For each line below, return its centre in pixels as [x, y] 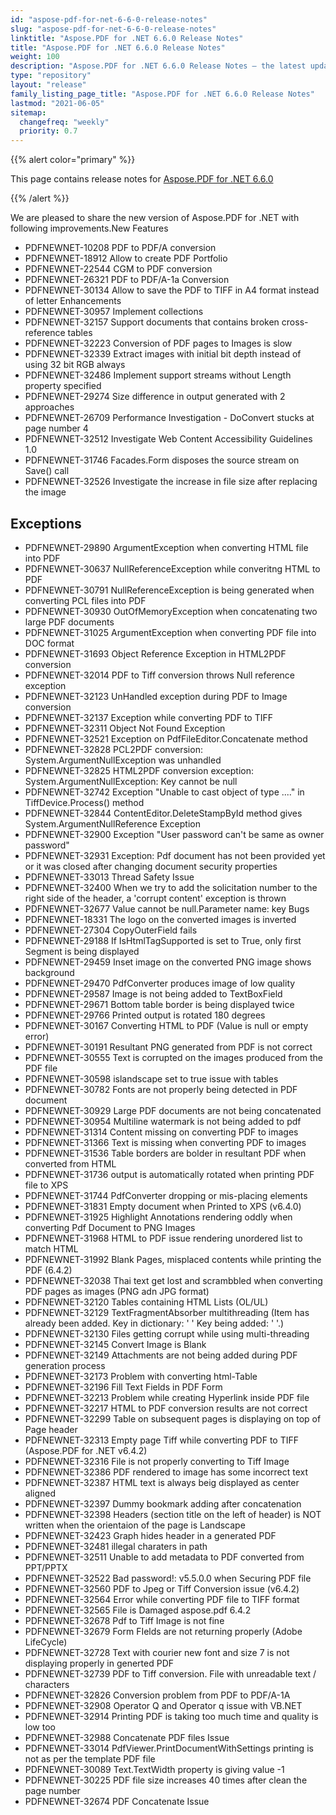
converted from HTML [70, 1163]
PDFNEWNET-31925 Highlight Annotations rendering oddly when [158, 1217]
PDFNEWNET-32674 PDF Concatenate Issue [117, 1801]
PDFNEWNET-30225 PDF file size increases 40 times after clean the [166, 1780]
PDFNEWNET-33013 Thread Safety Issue [109, 877]
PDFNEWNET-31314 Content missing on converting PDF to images [161, 1132]
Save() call [47, 471]
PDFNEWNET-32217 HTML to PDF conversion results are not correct [166, 1408]
